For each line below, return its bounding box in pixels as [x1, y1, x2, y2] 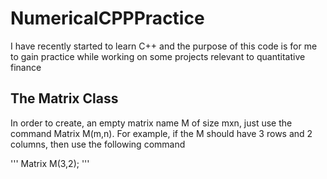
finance [10, 61, 42, 73]
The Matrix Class [10, 90, 119, 107]
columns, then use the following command [10, 138, 186, 150]
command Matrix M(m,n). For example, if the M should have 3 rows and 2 [10, 127, 313, 139]
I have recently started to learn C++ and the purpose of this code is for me [10, 40, 318, 52]
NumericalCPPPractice [10, 7, 205, 30]
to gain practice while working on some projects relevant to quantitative [10, 50, 306, 62]
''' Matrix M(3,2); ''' [10, 157, 90, 169]
